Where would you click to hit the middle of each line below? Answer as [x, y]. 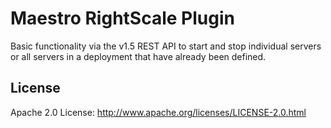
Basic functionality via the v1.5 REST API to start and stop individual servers [166, 46]
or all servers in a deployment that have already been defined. [138, 56]
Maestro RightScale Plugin [122, 18]
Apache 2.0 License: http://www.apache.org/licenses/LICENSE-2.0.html [158, 112]
